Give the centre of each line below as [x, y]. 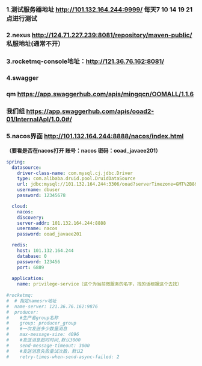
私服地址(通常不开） [35, 43]
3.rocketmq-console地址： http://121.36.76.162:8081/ [85, 61]
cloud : [20, 206]
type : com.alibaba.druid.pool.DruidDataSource [76, 178]
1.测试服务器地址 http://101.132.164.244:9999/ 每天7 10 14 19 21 [99, 9]
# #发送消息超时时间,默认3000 [44, 340]
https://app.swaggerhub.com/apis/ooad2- [90, 111]
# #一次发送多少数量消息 [37, 329]
